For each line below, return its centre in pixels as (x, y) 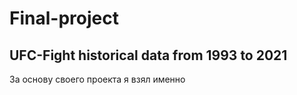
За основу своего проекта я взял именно (97, 79)
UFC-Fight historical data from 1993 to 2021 (148, 55)
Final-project (64, 18)
